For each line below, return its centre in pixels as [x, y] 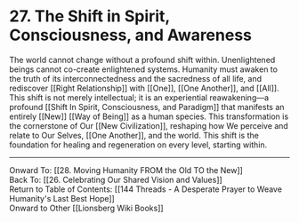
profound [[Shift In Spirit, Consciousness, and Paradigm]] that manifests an [147, 107]
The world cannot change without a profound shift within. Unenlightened [142, 59]
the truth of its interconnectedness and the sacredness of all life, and [136, 78]
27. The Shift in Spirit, [90, 16]
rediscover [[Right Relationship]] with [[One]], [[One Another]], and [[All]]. [144, 88]
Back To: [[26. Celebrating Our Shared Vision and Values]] [116, 179]
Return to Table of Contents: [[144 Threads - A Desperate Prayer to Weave [146, 189]
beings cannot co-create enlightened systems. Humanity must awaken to [144, 69]
